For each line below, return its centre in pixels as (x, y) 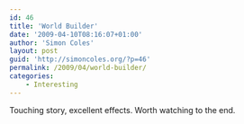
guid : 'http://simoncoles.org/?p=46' (80, 59)
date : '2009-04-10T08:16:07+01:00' (76, 34)
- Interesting (52, 84)
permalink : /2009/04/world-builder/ (78, 68)
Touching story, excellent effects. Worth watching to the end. (122, 110)
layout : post (34, 51)
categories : (32, 76)
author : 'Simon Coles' (52, 43)
